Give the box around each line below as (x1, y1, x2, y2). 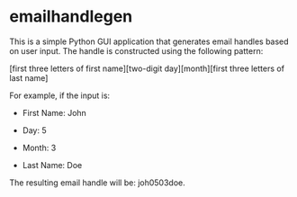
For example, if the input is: (9, 90, 111, 101)
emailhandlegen (9, 6, 133, 27)
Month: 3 (22, 142, 57, 153)
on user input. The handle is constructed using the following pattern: (9, 45, 264, 56)
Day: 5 (22, 124, 47, 136)
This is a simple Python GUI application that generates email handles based (9, 36, 290, 47)
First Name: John (22, 107, 87, 118)
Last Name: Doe (22, 159, 83, 170)
